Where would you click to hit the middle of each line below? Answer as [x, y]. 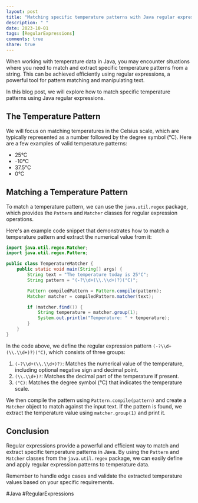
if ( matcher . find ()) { [55, 307]
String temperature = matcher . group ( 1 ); [88, 313]
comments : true [25, 39]
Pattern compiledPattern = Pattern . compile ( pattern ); [95, 291]
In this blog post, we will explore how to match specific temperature [88, 92]
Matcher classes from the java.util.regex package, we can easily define [94, 458]
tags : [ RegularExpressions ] [41, 34]
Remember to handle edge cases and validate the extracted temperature [94, 476]
